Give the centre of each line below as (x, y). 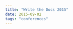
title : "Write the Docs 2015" (37, 10)
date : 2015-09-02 (23, 14)
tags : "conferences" (27, 19)
